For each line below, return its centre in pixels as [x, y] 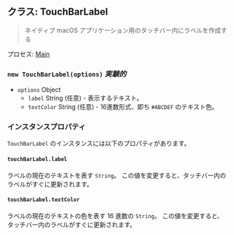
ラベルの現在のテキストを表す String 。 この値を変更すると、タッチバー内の [117, 175]
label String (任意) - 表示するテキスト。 [85, 98]
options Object [39, 90]
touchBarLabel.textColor [44, 200]
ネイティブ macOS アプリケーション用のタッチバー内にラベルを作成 [123, 30]
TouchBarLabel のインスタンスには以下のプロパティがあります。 [99, 144]
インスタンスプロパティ [47, 127]
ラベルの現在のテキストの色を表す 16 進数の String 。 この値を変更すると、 [116, 215]
